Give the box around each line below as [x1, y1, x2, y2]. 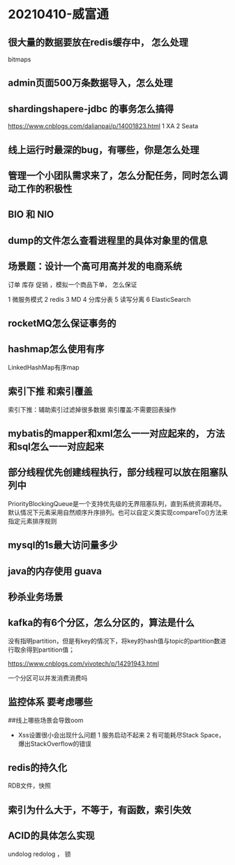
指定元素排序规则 [8, 516, 57, 525]
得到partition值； [26, 645, 75, 654]
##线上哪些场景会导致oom [8, 716, 84, 724]
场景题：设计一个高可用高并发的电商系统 [8, 261, 182, 273]
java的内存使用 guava [8, 565, 102, 577]
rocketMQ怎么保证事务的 [8, 317, 117, 329]
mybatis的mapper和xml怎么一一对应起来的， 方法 [8, 427, 225, 439]
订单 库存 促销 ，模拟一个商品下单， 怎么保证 [8, 280, 137, 289]
